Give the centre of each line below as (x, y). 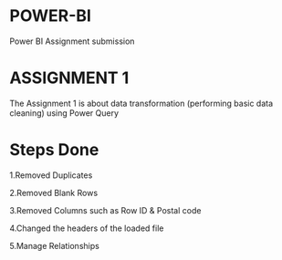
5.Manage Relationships (55, 245)
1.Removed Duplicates (51, 175)
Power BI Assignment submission (72, 41)
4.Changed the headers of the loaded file (87, 228)
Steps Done (54, 150)
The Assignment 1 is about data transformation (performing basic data (141, 103)
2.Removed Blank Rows (54, 192)
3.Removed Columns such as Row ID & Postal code (105, 210)
